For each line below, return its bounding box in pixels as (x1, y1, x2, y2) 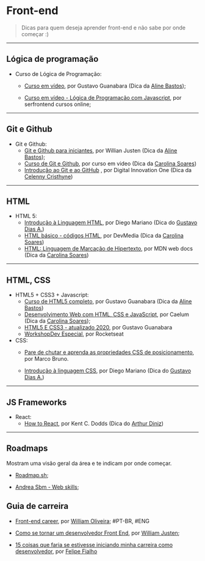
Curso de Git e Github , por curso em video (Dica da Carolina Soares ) (24, 160, 197, 167)
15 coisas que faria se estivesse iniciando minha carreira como (15, 541, 173, 548)
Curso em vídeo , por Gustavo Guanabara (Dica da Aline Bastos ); (24, 82, 186, 89)
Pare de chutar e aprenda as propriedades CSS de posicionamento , (24, 348, 195, 356)
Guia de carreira (6, 501, 69, 511)
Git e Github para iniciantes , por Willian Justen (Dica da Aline (24, 146, 178, 154)
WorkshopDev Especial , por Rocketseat (24, 330, 124, 337)
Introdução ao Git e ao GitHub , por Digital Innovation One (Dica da (24, 166, 192, 173)
